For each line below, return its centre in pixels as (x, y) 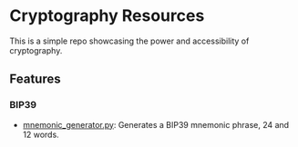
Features (35, 79)
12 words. (41, 134)
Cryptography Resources (107, 16)
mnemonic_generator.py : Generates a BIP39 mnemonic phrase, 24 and (156, 124)
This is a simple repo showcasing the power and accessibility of (129, 41)
